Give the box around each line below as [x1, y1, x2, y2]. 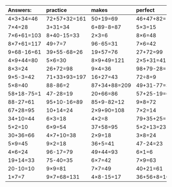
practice [46, 7, 67, 13]
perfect [136, 7, 155, 13]
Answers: [8, 7, 32, 13]
